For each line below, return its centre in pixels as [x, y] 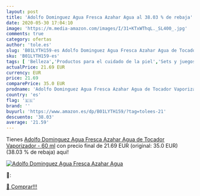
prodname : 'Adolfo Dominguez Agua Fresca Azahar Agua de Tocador [89, 89]
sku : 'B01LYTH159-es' [33, 56]
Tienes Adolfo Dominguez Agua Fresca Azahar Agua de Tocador [85, 139]
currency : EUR [24, 73]
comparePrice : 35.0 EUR [36, 84]
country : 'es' [24, 95]
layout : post [22, 12]
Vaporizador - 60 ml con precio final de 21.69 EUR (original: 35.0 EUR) [92, 146]
